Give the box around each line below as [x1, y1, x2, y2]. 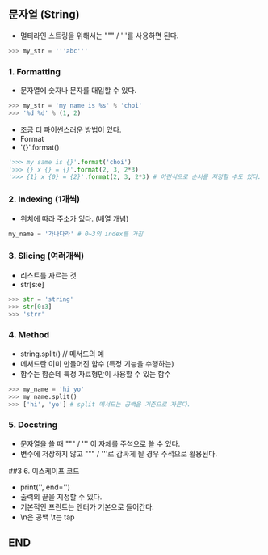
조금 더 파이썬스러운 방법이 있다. [19, 125, 122, 134]
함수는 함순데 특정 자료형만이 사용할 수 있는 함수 [19, 369, 171, 379]
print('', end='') [19, 482, 71, 492]
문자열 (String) [8, 7, 80, 22]
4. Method [8, 329, 50, 341]
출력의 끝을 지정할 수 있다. [19, 492, 103, 502]
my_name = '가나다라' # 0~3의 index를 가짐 [8, 230, 144, 238]
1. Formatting [8, 66, 61, 77]
